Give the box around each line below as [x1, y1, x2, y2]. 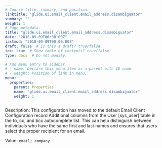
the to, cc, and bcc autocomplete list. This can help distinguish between [5, 118, 152, 123]
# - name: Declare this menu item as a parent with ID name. [5, 66, 134, 71]
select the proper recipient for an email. [5, 128, 85, 134]
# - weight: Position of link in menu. [5, 71, 87, 76]
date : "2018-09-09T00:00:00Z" [5, 35, 68, 40]
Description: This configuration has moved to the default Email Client [5, 107, 145, 113]
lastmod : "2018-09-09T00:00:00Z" [5, 39, 74, 44]
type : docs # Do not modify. [5, 53, 68, 58]
